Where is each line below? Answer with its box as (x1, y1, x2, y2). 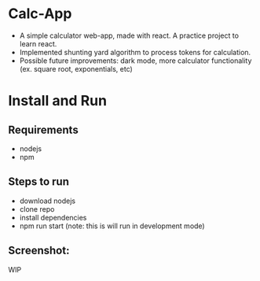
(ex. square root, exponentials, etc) (19, 64, 134, 73)
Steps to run (8, 175, 69, 189)
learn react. (19, 39, 57, 48)
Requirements (8, 123, 79, 136)
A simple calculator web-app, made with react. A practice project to (19, 31, 240, 40)
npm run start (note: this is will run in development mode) (19, 221, 206, 231)
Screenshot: (8, 244, 70, 257)
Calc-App (8, 5, 72, 23)
